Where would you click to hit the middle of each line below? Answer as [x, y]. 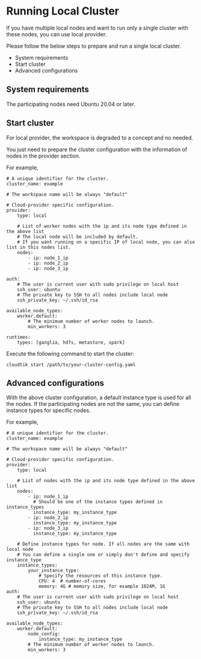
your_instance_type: [54, 571]
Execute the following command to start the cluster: [70, 353]
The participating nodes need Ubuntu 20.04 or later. [71, 104]
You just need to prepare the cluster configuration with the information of [97, 149]
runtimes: [19, 337]
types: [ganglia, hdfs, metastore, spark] [71, 342]
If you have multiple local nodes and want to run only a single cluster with [97, 28]
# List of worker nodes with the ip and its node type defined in [102, 226]
